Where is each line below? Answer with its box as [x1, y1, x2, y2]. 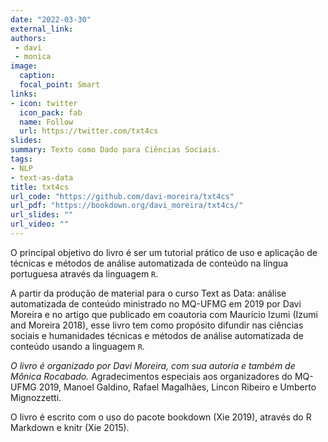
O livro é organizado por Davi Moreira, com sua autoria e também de [10, 359, 296, 371]
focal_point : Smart [19, 80, 101, 90]
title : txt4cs [10, 182, 70, 192]
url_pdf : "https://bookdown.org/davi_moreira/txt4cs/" [10, 201, 244, 211]
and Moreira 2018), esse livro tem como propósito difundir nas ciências [10, 319, 304, 331]
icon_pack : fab [19, 107, 83, 118]
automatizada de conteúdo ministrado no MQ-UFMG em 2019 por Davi [10, 297, 302, 310]
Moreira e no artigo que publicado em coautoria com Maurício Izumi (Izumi [10, 308, 318, 320]
